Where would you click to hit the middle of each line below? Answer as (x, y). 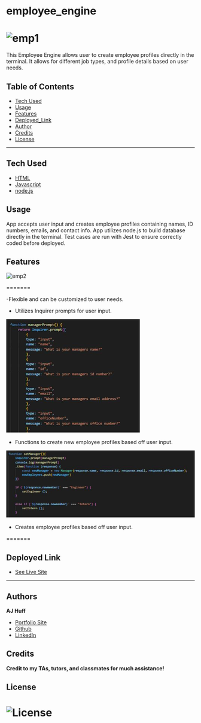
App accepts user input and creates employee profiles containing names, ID (100, 224)
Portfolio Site (31, 622)
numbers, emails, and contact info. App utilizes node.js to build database (96, 230)
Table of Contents (40, 86)
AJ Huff (16, 610)
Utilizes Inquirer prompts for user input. (63, 311)
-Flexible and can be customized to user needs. (65, 299)
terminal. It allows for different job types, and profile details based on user (97, 62)
